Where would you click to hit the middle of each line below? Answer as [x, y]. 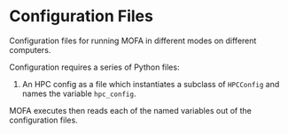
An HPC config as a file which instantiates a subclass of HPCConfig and [151, 84]
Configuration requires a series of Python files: [94, 67]
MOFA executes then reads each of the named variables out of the [131, 110]
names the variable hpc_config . [79, 93]
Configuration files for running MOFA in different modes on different [133, 41]
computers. [30, 49]
